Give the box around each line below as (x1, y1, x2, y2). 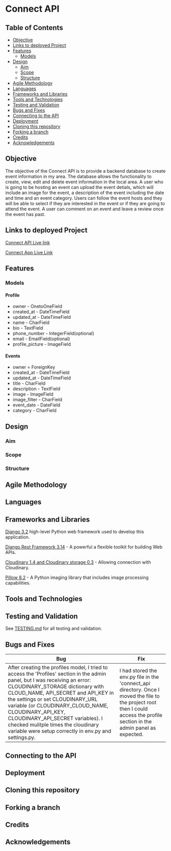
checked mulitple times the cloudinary (8, 721, 99, 728)
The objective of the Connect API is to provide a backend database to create (5, 168, 166, 174)
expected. (119, 731, 144, 738)
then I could (119, 705, 148, 712)
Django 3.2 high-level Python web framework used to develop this (5, 529, 144, 535)
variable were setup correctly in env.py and (8, 728, 111, 735)
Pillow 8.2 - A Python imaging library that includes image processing (5, 574, 149, 581)
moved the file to (119, 693, 160, 700)
